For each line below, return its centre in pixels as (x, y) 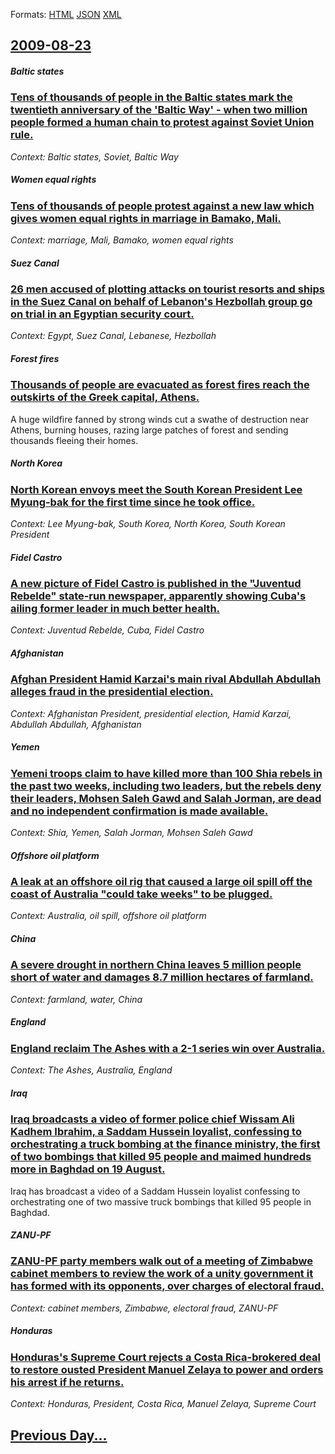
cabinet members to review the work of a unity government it (162, 1274)
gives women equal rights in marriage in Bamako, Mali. (146, 218)
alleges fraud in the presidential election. (112, 692)
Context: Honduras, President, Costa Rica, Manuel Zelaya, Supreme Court (163, 1404)
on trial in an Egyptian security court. (102, 314)
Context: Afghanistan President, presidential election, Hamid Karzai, (151, 713)
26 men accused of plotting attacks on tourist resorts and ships (167, 289)
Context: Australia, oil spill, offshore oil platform (108, 916)
